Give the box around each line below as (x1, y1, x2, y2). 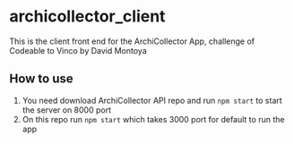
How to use (9, 71, 73, 87)
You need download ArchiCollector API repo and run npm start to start (22, 95, 282, 105)
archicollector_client (9, 6, 166, 27)
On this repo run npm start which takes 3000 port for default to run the (22, 114, 285, 124)
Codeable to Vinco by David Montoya (9, 45, 148, 55)
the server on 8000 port (22, 105, 112, 115)
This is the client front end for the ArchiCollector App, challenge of (9, 36, 255, 46)
